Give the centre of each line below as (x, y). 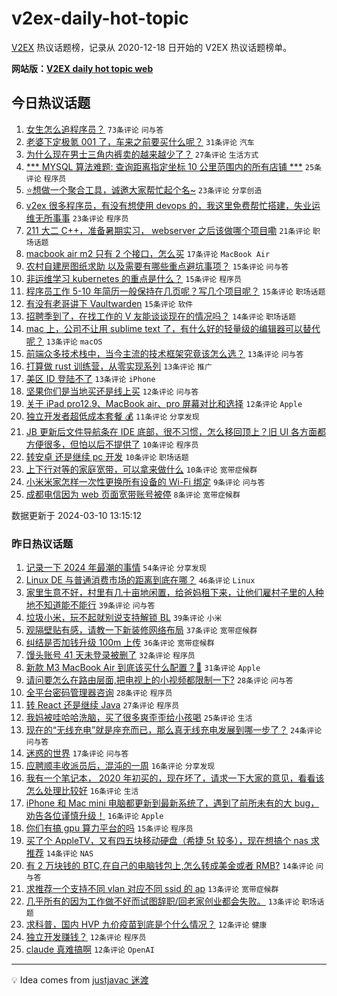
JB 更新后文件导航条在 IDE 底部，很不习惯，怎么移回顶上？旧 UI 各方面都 (176, 431)
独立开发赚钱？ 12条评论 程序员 (86, 937)
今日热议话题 (51, 103)
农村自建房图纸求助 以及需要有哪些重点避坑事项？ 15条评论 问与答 (157, 266)
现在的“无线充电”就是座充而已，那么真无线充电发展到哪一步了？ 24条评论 (174, 730)
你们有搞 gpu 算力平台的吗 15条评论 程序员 (109, 828)
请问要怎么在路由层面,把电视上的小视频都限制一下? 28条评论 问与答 (159, 680)
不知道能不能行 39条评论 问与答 (95, 605)
